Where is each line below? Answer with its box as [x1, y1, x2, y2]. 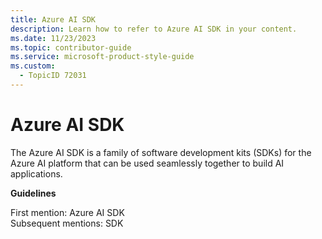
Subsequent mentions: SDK [10, 217, 124, 229]
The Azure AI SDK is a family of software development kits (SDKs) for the [10, 146, 312, 158]
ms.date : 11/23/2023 [10, 33, 97, 43]
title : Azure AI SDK [10, 14, 97, 25]
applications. [10, 167, 63, 180]
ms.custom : [10, 61, 56, 71]
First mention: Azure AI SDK [10, 206, 125, 218]
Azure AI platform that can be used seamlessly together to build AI [10, 157, 285, 169]
